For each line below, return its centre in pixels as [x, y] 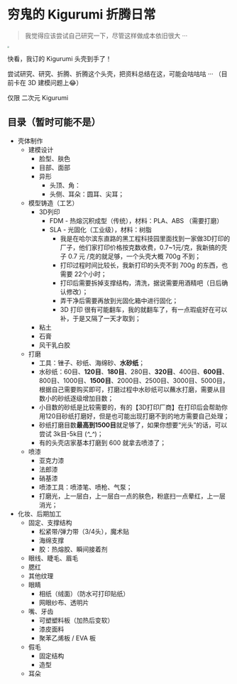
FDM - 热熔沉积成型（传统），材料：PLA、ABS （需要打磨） [136, 220]
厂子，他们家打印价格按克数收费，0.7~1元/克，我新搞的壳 [144, 247]
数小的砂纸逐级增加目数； [76, 398]
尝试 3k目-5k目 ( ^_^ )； [71, 433]
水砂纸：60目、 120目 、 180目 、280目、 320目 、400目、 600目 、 [133, 371]
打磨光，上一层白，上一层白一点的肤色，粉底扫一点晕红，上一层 [132, 496]
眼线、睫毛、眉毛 [53, 558]
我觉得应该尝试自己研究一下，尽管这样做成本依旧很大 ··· [106, 36]
